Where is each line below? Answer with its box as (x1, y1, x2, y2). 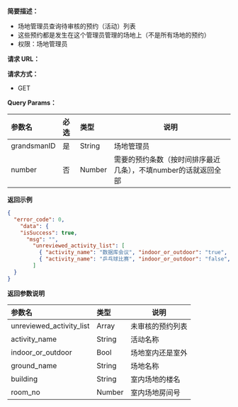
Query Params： (7, 98, 57, 107)
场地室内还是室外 (130, 348, 188, 357)
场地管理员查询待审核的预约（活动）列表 (17, 22, 136, 30)
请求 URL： (7, 55, 40, 63)
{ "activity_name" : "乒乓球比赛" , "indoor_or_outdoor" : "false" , (38, 256, 231, 263)
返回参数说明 (7, 289, 45, 297)
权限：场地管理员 (17, 40, 68, 48)
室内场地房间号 (130, 387, 181, 397)
